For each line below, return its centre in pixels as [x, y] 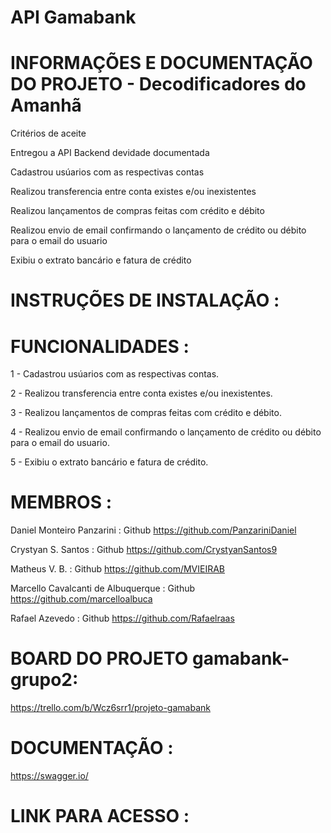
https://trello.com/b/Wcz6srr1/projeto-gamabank [110, 708]
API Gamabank [73, 17]
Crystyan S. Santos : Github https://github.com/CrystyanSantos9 [144, 550]
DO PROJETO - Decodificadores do [158, 84]
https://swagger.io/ [49, 776]
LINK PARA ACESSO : [100, 816]
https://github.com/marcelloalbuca [81, 599]
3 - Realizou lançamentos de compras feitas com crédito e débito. [146, 413]
